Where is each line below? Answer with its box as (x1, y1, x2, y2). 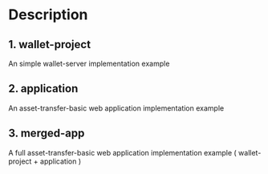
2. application (8, 82, 79, 95)
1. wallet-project (8, 38, 91, 51)
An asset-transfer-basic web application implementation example (8, 103, 225, 113)
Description (8, 6, 88, 24)
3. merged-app (8, 127, 85, 140)
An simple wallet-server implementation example (8, 59, 170, 68)
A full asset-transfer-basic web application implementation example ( (8, 148, 237, 157)
